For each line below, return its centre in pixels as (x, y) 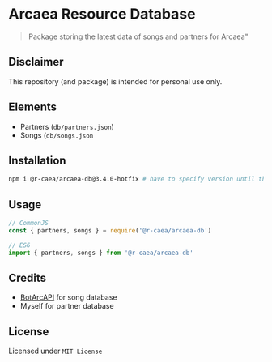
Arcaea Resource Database (102, 14)
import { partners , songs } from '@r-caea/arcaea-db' (101, 253)
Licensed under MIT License (55, 351)
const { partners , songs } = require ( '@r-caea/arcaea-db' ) (110, 230)
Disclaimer (36, 62)
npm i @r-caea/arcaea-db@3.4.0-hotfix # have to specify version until (132, 179)
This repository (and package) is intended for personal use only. (115, 81)
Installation (37, 160)
